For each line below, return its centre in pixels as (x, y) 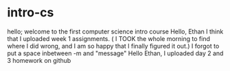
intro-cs (31, 13)
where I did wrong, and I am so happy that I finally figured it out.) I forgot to (113, 46)
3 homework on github (39, 60)
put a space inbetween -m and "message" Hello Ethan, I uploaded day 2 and (115, 53)
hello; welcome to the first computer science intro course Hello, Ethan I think (115, 31)
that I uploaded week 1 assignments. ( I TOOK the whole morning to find (109, 38)
